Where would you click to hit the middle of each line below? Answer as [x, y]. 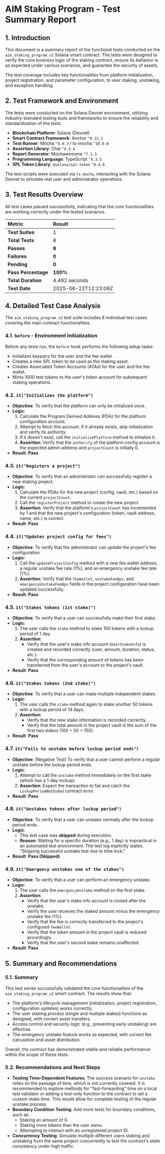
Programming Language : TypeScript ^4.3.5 [57, 159]
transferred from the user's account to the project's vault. [85, 665]
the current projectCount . [45, 497]
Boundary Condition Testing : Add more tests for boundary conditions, [84, 1110]
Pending [18, 264]
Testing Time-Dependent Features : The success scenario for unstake [83, 1078]
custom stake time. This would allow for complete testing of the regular [84, 1099]
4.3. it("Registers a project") [43, 466]
